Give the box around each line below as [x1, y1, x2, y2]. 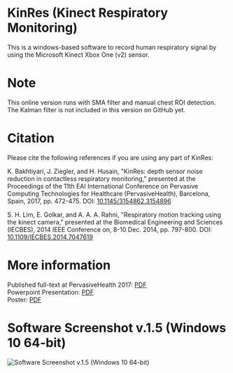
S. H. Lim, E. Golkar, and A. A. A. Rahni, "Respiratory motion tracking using [7, 210, 222, 219]
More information [7, 257, 111, 273]
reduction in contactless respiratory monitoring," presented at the [7, 174, 196, 183]
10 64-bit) [7, 334, 66, 351]
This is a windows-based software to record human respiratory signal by [7, 43, 217, 51]
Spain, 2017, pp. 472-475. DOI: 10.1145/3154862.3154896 [7, 196, 171, 205]
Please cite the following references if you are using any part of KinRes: [7, 153, 213, 162]
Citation [7, 130, 55, 147]
